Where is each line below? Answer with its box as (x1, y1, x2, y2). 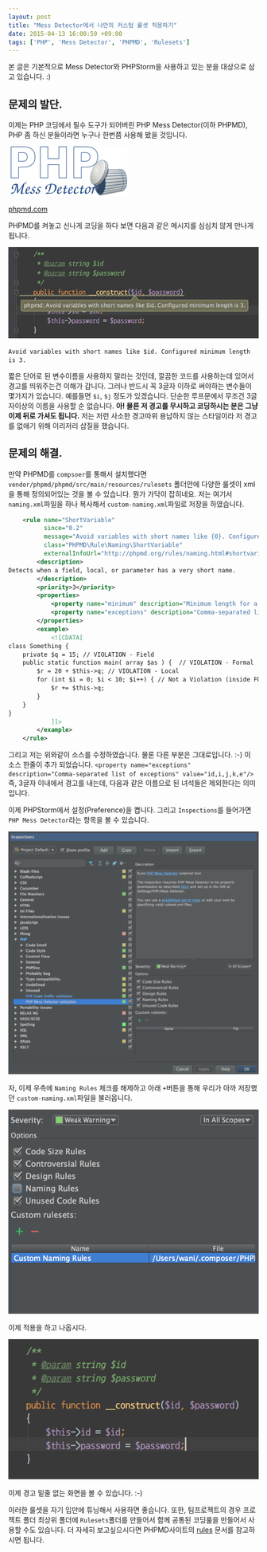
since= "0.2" (43, 525, 83, 532)
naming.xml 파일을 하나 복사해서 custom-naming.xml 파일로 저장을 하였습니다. (8, 499, 245, 509)
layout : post (8, 13, 52, 21)
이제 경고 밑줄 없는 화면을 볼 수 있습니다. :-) (8, 1487, 143, 1498)
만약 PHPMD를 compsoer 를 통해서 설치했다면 (8, 469, 147, 478)
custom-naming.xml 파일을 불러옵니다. (16, 1093, 133, 1102)
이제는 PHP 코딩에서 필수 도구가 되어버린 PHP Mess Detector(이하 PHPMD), (8, 120, 248, 130)
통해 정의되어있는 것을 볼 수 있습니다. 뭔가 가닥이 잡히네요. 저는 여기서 (16, 489, 233, 498)
